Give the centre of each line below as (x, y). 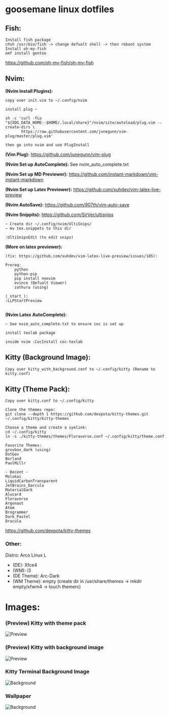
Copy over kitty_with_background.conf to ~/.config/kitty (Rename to (80, 369)
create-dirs (18, 127)
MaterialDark (19, 490)
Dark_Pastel (18, 517)
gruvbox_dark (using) (28, 450)
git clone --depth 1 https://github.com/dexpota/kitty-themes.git (77, 414)
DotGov (12, 455)
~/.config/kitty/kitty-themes (37, 419)
